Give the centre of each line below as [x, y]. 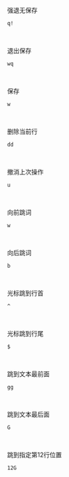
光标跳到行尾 [25, 333]
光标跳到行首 [25, 293]
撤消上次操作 [25, 172]
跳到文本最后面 [28, 414]
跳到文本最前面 [28, 374]
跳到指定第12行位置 [34, 455]
